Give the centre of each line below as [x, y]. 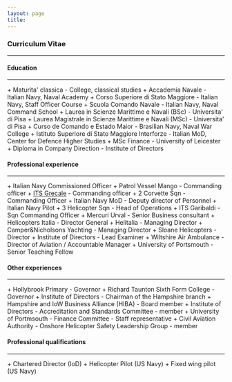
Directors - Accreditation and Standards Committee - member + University [113, 312]
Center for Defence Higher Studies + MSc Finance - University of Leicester [114, 141]
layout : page [26, 13]
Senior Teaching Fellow [40, 252]
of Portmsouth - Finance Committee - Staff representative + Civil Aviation [112, 319]
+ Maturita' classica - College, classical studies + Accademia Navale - [107, 90]
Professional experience [43, 164]
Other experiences [35, 268]
